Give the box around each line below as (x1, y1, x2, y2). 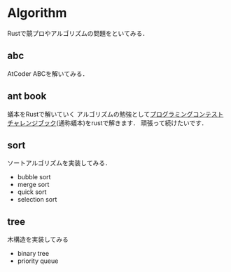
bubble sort (17, 173, 51, 181)
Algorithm (7, 5, 67, 21)
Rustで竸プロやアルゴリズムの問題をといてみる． (7, 29, 149, 37)
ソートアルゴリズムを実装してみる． (7, 159, 112, 167)
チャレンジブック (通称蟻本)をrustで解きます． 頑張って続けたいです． (7, 118, 208, 127)
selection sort (17, 195, 57, 204)
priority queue (17, 257, 59, 265)
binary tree (17, 250, 50, 258)
